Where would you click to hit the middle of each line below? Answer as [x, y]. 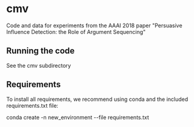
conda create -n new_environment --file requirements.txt [78, 117]
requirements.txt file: [33, 105]
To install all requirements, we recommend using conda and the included [97, 99]
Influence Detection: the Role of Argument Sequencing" [76, 31]
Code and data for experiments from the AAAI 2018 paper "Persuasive [94, 25]
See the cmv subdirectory [39, 65]
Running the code [40, 51]
